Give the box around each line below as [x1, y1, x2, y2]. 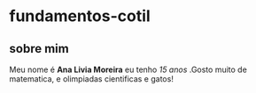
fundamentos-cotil [9, 6, 151, 26]
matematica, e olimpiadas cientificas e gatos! [9, 74, 175, 84]
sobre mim [9, 41, 69, 56]
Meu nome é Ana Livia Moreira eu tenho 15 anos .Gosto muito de [9, 64, 248, 75]
